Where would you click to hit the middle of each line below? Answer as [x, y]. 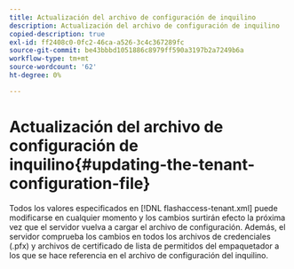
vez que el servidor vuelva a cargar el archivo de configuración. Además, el [147, 226]
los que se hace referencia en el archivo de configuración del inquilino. [139, 255]
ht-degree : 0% [36, 75]
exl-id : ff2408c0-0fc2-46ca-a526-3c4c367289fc [97, 42]
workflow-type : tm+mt [49, 59]
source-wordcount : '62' [53, 67]
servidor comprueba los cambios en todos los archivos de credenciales [140, 236]
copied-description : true [57, 34]
